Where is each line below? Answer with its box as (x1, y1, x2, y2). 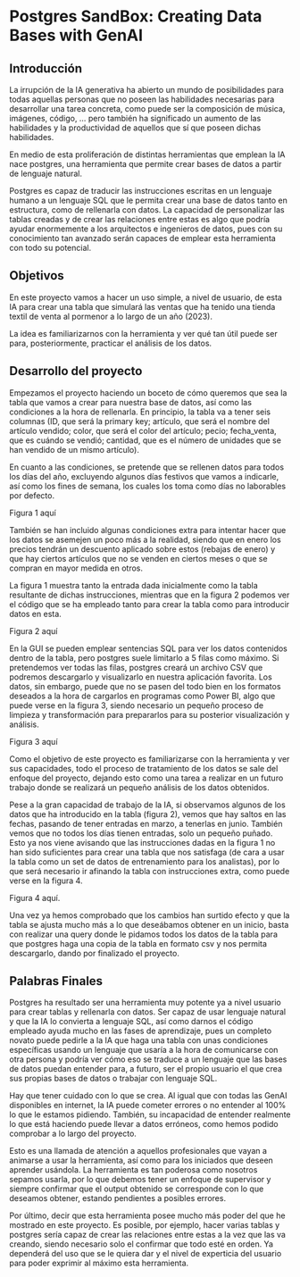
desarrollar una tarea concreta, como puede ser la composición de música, (9, 104, 286, 113)
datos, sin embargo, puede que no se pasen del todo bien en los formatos (9, 680, 281, 691)
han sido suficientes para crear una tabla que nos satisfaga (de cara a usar (9, 847, 285, 857)
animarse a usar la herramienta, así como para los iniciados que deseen (9, 1155, 274, 1166)
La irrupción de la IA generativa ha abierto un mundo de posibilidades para (9, 85, 284, 95)
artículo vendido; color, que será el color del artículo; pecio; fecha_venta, (9, 425, 277, 436)
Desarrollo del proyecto (9, 363, 143, 379)
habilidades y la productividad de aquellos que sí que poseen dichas (9, 122, 262, 133)
